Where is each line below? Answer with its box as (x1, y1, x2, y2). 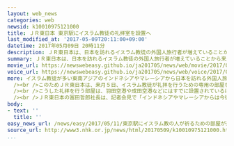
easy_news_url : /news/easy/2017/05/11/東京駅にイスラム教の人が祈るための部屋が (7, 120, 226, 127)
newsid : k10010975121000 (7, 23, 79, 30)
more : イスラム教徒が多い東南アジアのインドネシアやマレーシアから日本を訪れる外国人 (7, 74, 223, 82)
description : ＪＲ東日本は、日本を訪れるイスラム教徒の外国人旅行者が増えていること (7, 49, 224, 56)
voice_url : (7, 68, 39, 75)
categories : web (7, 17, 54, 24)
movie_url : (7, 62, 39, 69)
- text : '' (7, 107, 39, 114)
